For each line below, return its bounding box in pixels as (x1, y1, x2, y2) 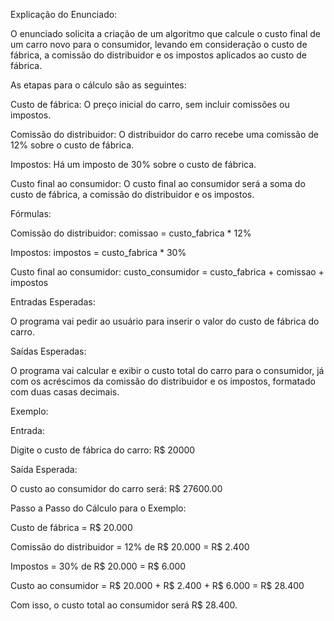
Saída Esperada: (10, 464, 78, 475)
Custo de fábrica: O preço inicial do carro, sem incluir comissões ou (10, 99, 290, 110)
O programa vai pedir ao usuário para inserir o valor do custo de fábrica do (10, 315, 320, 327)
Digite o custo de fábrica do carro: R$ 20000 (10, 444, 196, 456)
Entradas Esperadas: (10, 296, 96, 308)
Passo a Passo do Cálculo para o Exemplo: (10, 502, 187, 514)
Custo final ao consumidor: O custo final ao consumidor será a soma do (10, 178, 306, 189)
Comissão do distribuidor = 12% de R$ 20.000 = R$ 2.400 (10, 541, 250, 553)
